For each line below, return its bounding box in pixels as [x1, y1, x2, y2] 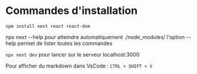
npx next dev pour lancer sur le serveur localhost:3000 [5, 51, 140, 58]
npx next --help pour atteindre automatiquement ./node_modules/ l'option [5, 33, 185, 40]
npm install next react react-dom [5, 23, 91, 29]
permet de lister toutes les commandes [17, 40, 113, 47]
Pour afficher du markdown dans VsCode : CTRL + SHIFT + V [5, 62, 153, 69]
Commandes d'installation [5, 4, 138, 17]
